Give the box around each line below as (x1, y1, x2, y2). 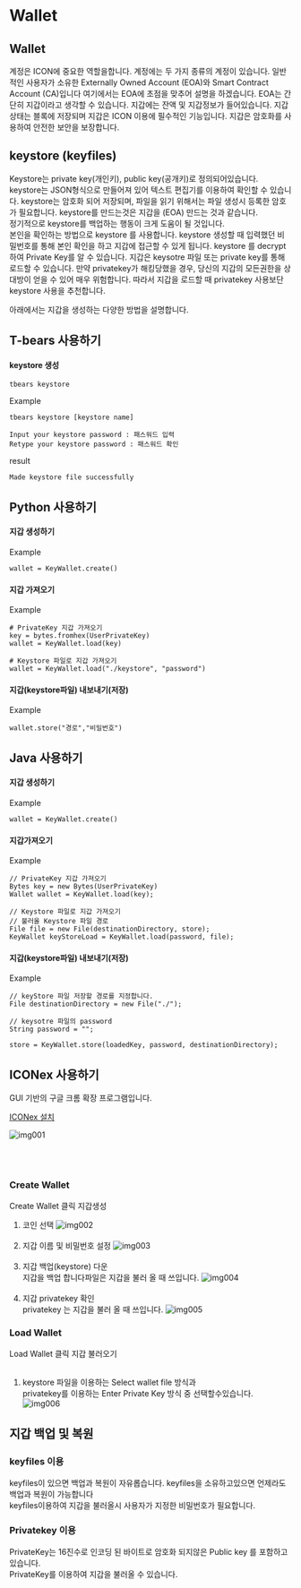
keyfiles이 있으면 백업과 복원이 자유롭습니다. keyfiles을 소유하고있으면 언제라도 (9, 1477, 287, 1488)
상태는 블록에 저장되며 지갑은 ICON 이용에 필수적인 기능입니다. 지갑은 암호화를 (9, 111, 282, 121)
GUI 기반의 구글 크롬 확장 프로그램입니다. (9, 1093, 152, 1103)
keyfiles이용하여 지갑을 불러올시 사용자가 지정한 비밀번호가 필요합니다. (9, 1499, 256, 1510)
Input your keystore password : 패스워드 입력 (9, 431, 175, 440)
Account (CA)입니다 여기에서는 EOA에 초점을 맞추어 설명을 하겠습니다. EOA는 (9, 89, 282, 99)
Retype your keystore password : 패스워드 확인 (9, 440, 179, 449)
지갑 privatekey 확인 (21, 1292, 95, 1303)
